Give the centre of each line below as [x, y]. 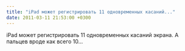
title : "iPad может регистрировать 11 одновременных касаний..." [91, 12]
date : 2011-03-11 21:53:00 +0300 [49, 18]
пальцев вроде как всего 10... [45, 41]
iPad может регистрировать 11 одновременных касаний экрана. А [92, 35]
